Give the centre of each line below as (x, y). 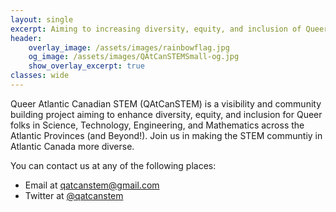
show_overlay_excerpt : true (86, 66)
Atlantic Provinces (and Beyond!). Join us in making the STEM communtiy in (166, 135)
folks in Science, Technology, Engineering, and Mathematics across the (157, 125)
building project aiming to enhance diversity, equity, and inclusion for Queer (166, 114)
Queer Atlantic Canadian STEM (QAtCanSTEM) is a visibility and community (166, 103)
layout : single (42, 19)
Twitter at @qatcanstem (74, 195)
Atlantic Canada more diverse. (72, 146)
